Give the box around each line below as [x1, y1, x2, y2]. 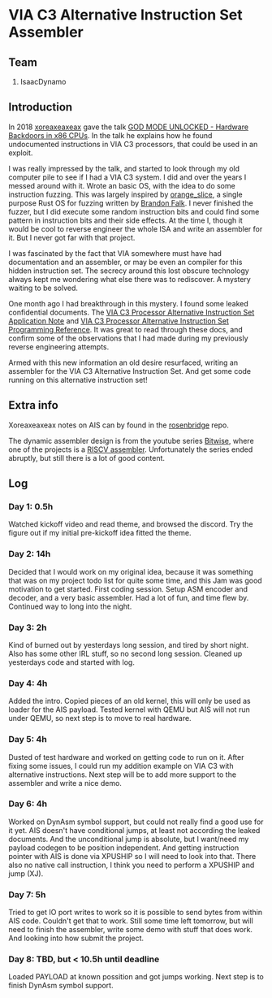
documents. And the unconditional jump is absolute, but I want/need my [8, 834, 249, 844]
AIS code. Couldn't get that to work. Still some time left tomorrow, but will [8, 916, 253, 926]
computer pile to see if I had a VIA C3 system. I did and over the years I [8, 172, 247, 182]
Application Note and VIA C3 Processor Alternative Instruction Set [8, 315, 230, 326]
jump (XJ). [8, 868, 44, 879]
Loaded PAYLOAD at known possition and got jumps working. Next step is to [8, 972, 264, 982]
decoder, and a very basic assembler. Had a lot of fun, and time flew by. [8, 592, 249, 602]
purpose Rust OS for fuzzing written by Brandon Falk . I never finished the [8, 197, 253, 208]
